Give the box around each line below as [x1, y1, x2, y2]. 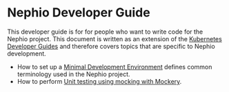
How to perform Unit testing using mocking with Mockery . [17, 77, 182, 85]
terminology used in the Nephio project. [17, 70, 130, 78]
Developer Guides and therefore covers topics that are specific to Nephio [7, 42, 215, 50]
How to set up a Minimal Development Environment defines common [17, 62, 212, 71]
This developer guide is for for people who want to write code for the [7, 27, 203, 36]
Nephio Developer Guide [7, 5, 150, 21]
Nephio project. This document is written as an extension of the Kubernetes [7, 34, 222, 43]
